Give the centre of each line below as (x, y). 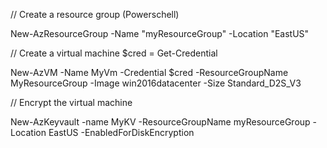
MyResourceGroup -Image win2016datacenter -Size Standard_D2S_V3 (156, 83)
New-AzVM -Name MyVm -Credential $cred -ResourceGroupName (149, 72)
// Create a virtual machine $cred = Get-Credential (114, 53)
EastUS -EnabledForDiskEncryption (121, 132)
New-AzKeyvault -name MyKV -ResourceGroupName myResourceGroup (160, 122)
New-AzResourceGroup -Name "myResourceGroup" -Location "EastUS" (160, 33)
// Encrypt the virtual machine (71, 102)
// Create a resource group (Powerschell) (95, 14)
